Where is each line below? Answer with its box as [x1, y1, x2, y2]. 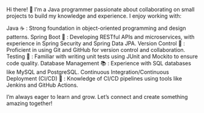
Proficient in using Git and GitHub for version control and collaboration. [6, 46, 186, 53]
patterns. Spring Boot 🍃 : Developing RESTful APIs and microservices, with [6, 34, 195, 40]
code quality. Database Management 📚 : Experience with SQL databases [6, 60, 192, 67]
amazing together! [6, 100, 53, 107]
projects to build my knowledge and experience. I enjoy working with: [6, 12, 182, 20]
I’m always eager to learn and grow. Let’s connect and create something [6, 93, 188, 100]
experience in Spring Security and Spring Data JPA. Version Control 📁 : [6, 40, 186, 47]
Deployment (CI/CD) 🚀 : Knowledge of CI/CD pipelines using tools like [6, 75, 183, 82]
